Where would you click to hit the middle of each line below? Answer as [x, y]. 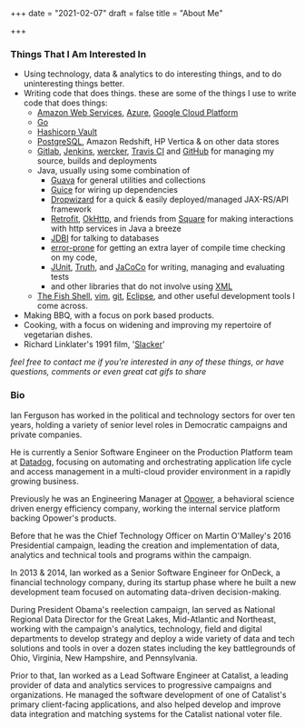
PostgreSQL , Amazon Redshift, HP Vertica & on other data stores [158, 142]
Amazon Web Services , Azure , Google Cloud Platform [138, 113]
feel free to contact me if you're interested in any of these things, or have [148, 362]
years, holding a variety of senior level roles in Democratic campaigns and [149, 424]
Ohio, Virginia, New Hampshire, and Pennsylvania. [104, 657]
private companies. [46, 434]
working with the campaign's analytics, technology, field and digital [136, 628]
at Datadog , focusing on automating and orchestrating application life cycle [151, 462]
